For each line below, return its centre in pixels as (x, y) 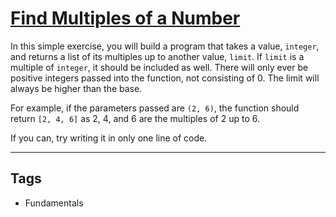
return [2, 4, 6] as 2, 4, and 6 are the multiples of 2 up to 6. (135, 118)
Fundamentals (54, 203)
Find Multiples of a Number (125, 18)
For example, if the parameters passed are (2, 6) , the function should (155, 108)
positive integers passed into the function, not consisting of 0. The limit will (165, 78)
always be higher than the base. (76, 88)
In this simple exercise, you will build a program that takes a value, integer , (165, 46)
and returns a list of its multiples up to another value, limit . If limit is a (157, 56)
